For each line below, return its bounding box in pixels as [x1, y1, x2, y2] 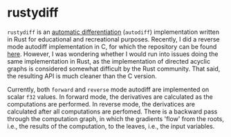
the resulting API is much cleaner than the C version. [7, 71, 157, 80]
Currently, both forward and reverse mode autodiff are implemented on [7, 85, 210, 93]
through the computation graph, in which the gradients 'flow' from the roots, [7, 114, 225, 122]
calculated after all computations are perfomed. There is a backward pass [7, 107, 218, 116]
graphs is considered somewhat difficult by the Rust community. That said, [7, 64, 221, 73]
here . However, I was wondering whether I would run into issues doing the [7, 50, 219, 58]
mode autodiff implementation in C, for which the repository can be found [7, 42, 217, 51]
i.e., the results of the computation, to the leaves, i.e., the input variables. [7, 122, 215, 130]
